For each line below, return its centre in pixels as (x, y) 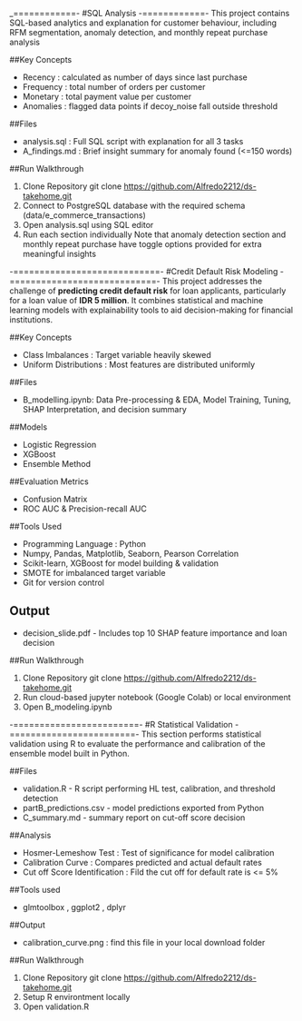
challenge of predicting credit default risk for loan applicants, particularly (148, 291)
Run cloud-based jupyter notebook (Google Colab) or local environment (157, 697)
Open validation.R (56, 1006)
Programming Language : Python (84, 544)
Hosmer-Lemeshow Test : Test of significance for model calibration (148, 852)
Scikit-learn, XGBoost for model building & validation (121, 563)
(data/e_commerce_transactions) (84, 215)
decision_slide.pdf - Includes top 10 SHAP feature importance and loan (155, 633)
